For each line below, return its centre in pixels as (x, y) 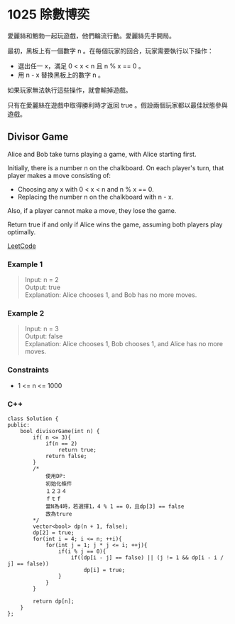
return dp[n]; (54, 601)
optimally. (22, 232)
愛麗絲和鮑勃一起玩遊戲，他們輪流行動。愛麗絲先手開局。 (91, 36)
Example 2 (26, 313)
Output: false (44, 336)
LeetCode (22, 246)
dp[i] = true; (104, 570)
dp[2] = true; (54, 532)
